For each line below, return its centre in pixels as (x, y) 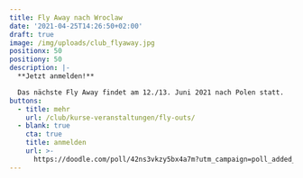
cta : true (44, 134)
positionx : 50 (36, 51)
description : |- (40, 68)
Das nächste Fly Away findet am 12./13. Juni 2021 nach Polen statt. (151, 92)
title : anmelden (56, 143)
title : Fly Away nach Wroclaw (66, 18)
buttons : (26, 101)
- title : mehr (44, 109)
